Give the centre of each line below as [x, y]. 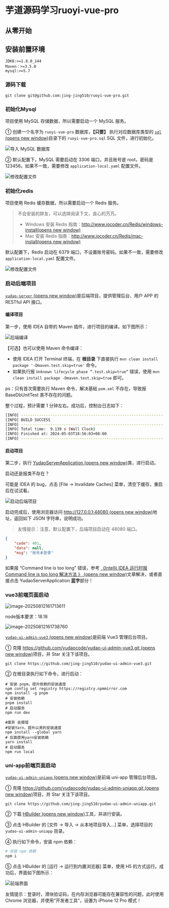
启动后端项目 [21, 283]
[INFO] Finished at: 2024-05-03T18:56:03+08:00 [56, 434]
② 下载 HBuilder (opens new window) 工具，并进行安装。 [65, 814]
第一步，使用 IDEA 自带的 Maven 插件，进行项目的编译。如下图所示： [77, 326]
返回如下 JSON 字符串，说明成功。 [50, 518]
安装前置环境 [25, 49]
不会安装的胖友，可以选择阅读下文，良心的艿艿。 [68, 214]
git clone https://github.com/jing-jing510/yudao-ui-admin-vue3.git [78, 663]
